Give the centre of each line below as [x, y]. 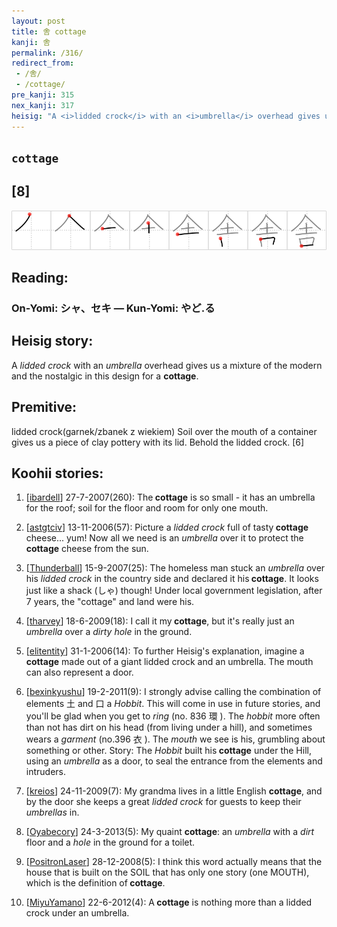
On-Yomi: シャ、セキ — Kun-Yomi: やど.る [113, 308]
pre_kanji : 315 [43, 95]
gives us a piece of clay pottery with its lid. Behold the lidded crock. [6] [158, 442]
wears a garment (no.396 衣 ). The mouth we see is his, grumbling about [175, 739]
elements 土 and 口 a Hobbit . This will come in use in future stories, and [173, 704]
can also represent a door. [79, 672]
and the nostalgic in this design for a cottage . [105, 376]
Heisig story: [52, 341]
